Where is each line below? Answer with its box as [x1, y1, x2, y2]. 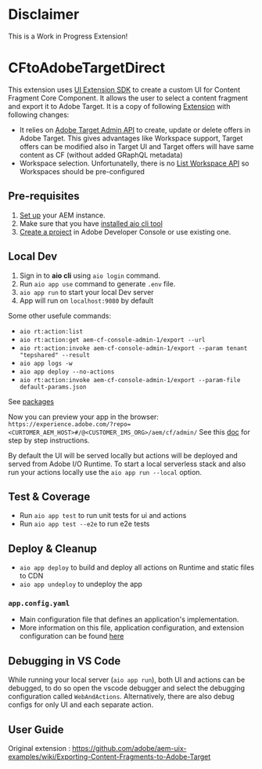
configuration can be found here [19, 632, 124, 641]
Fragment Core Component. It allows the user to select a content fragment [8, 93, 249, 103]
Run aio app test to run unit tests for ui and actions [19, 511, 187, 520]
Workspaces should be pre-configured [19, 166, 145, 176]
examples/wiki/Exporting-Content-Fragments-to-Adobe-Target [8, 752, 211, 762]
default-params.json [19, 383, 87, 391]
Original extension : [8, 744, 70, 753]
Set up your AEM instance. [19, 210, 106, 220]
